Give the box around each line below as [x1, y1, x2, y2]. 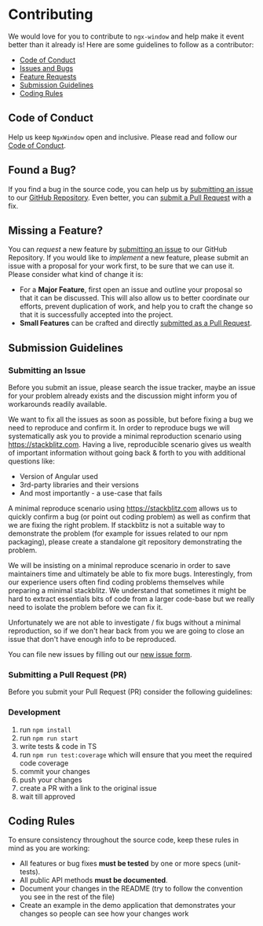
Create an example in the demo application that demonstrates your [19, 901, 236, 910]
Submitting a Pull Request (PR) [8, 669, 127, 680]
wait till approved [19, 791, 76, 801]
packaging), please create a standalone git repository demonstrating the [8, 537, 243, 547]
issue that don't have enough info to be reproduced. [8, 635, 177, 644]
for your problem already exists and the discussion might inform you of [8, 391, 238, 400]
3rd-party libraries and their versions [19, 480, 140, 489]
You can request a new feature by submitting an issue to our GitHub [8, 245, 228, 254]
